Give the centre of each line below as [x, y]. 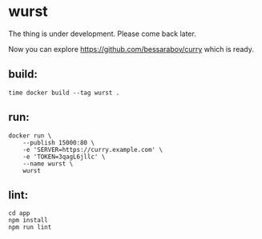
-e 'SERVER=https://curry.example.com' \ [93, 149]
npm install [28, 221]
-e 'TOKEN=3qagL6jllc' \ [64, 157]
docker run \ [30, 135]
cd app [19, 213]
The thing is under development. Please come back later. [102, 34]
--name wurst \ [48, 163]
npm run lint [30, 227]
